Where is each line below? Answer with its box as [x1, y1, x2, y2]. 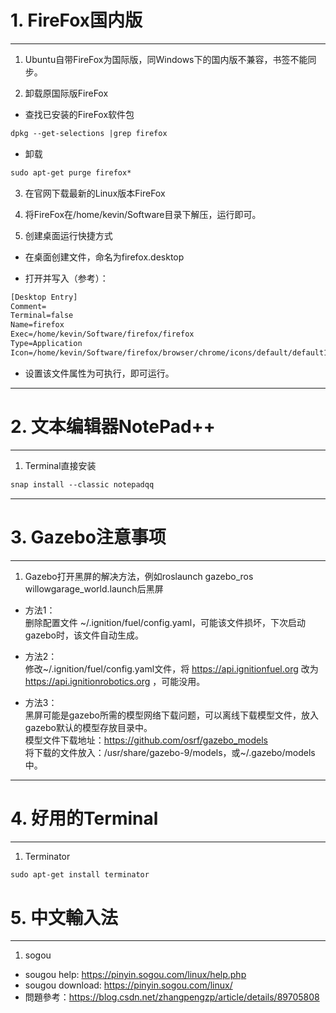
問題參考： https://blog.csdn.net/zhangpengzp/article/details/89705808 [24, 991, 320, 1003]
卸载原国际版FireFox [24, 87, 109, 99]
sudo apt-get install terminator [10, 869, 150, 880]
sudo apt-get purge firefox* [10, 167, 132, 178]
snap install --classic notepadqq [10, 479, 155, 490]
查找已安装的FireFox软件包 [24, 108, 135, 120]
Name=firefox [10, 320, 65, 330]
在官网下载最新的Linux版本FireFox [24, 187, 166, 199]
